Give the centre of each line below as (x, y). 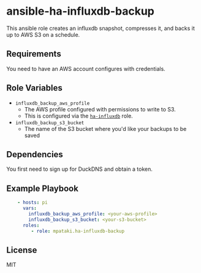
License (22, 250)
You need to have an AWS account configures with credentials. (86, 69)
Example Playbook (42, 188)
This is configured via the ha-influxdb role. (78, 116)
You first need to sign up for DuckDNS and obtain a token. (80, 169)
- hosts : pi (32, 203)
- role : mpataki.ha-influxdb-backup (78, 231)
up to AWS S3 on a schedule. (43, 34)
